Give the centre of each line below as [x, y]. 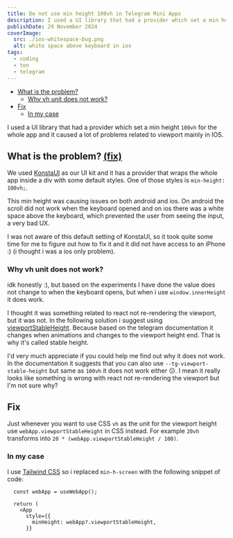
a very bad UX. [28, 224]
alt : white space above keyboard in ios [72, 46]
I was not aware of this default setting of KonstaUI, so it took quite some [110, 237]
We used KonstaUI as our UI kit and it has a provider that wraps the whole [112, 173]
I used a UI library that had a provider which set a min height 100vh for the [112, 127]
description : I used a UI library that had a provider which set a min [113, 20]
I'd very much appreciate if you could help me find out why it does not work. [116, 355]
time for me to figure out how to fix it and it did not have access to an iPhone [116, 244]
